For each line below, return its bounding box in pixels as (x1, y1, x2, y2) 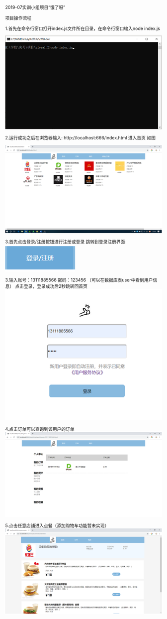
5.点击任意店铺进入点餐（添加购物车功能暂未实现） (5, 522, 109, 529)
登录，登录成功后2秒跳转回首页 (23, 283, 88, 289)
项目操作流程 (5, 15, 31, 21)
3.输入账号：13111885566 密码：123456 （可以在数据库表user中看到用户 (5, 277, 153, 283)
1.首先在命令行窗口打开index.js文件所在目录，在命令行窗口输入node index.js (5, 25, 161, 31)
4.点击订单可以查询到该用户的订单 (5, 426, 75, 432)
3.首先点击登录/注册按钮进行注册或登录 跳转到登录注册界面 (5, 239, 125, 245)
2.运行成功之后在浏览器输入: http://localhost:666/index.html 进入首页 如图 (5, 134, 156, 140)
